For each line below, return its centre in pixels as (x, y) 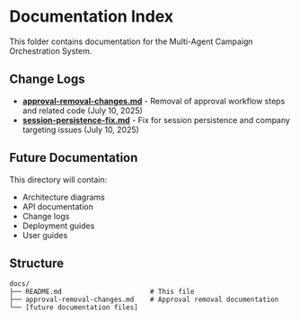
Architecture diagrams (63, 197)
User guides (45, 235)
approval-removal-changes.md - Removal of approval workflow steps (154, 101)
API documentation (58, 206)
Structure (37, 263)
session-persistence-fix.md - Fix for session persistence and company (156, 120)
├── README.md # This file (102, 292)
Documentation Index (91, 17)
